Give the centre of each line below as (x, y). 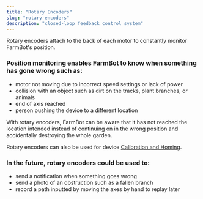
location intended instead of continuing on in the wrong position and (92, 129)
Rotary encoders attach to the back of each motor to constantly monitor (97, 41)
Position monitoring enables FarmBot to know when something (102, 63)
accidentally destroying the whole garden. (59, 135)
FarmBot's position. (31, 47)
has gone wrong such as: (44, 71)
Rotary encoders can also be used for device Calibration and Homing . (94, 147)
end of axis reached (40, 103)
